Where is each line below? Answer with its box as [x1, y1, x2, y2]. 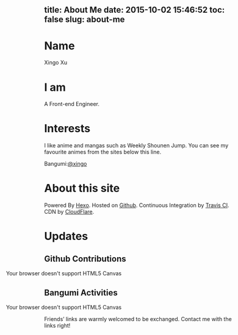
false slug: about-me [44, 15, 125, 25]
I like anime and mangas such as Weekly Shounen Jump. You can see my [44, 142, 229, 149]
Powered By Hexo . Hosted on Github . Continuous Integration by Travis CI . [44, 202, 229, 209]
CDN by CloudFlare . [44, 208, 95, 216]
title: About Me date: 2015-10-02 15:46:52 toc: [44, 5, 225, 15]
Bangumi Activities [44, 287, 118, 298]
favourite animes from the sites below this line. [44, 149, 162, 156]
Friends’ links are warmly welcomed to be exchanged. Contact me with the [44, 315, 232, 322]
